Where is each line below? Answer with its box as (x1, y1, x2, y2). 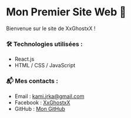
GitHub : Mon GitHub (14, 105, 66, 112)
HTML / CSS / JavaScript (14, 62, 76, 69)
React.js (14, 55, 35, 63)
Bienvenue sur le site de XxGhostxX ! (6, 25, 96, 32)
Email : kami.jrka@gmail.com (14, 93, 85, 100)
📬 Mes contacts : (6, 77, 59, 85)
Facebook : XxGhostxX (14, 99, 70, 106)
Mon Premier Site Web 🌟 (6, 5, 126, 19)
